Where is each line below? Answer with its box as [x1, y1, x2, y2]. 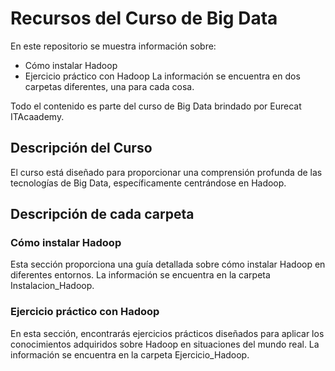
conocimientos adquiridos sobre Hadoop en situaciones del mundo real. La [10, 338, 320, 350]
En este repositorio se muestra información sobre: [10, 40, 217, 52]
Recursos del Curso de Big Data [10, 7, 278, 30]
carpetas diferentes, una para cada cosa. [24, 80, 195, 92]
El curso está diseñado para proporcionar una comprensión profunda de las [10, 166, 323, 178]
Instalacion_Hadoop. [10, 280, 95, 292]
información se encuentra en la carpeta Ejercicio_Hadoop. [10, 348, 250, 361]
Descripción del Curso [10, 140, 153, 157]
